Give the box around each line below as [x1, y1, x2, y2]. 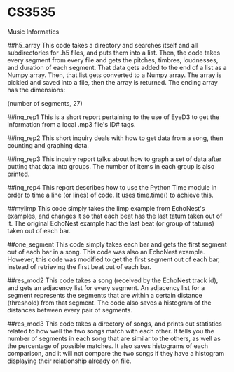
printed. [7, 170, 30, 178]
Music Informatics [7, 27, 60, 36]
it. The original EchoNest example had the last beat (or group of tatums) [7, 219, 215, 228]
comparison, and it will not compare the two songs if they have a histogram [7, 349, 225, 357]
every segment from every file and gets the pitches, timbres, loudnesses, [7, 55, 219, 64]
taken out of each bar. [7, 226, 71, 235]
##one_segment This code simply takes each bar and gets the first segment [7, 240, 228, 249]
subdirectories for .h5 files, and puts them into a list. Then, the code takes [7, 48, 221, 57]
